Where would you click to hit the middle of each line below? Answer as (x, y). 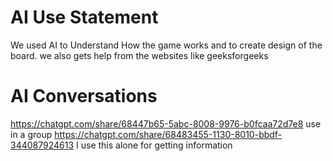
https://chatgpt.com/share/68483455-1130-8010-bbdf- (168, 134)
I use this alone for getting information (154, 145)
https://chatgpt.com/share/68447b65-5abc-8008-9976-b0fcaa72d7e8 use (166, 123)
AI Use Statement (84, 17)
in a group (31, 134)
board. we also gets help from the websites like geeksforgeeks (139, 55)
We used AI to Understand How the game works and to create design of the (166, 45)
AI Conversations (84, 96)
